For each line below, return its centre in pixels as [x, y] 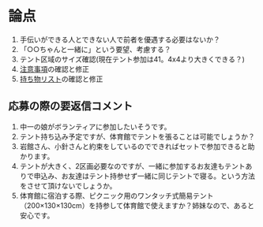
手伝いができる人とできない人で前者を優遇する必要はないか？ [120, 39]
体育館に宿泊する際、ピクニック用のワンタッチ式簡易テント [116, 195]
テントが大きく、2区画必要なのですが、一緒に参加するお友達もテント [133, 166]
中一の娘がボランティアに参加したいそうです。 [95, 126]
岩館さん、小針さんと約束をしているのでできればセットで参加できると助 [137, 146]
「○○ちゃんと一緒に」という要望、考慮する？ [95, 49]
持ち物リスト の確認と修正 [61, 79]
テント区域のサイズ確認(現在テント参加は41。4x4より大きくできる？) [132, 59]
